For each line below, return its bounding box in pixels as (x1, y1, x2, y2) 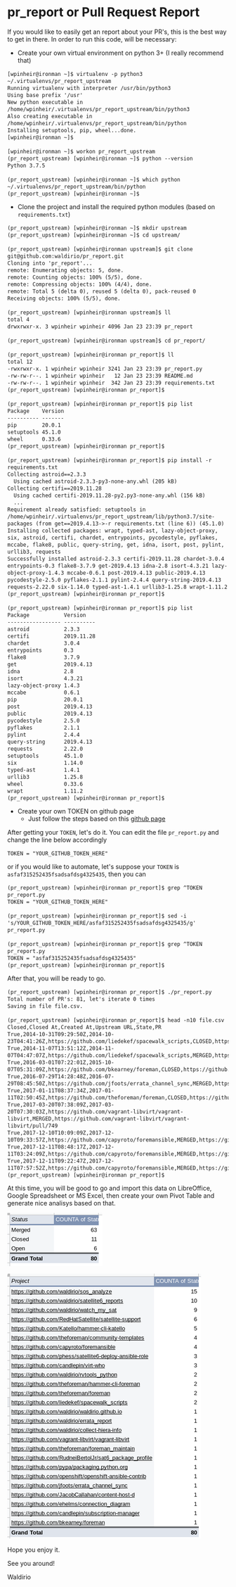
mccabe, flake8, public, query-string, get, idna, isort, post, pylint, (7, 541, 225, 548)
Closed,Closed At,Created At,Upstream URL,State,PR (7, 1023, 162, 1031)
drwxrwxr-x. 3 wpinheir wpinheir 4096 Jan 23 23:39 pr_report (7, 323, 193, 330)
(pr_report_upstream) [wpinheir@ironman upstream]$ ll (7, 309, 171, 316)
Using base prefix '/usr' (7, 91, 83, 99)
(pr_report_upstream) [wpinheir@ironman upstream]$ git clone (7, 246, 193, 253)
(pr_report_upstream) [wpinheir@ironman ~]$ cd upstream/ (7, 232, 181, 239)
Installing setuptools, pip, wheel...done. (7, 127, 137, 134)
